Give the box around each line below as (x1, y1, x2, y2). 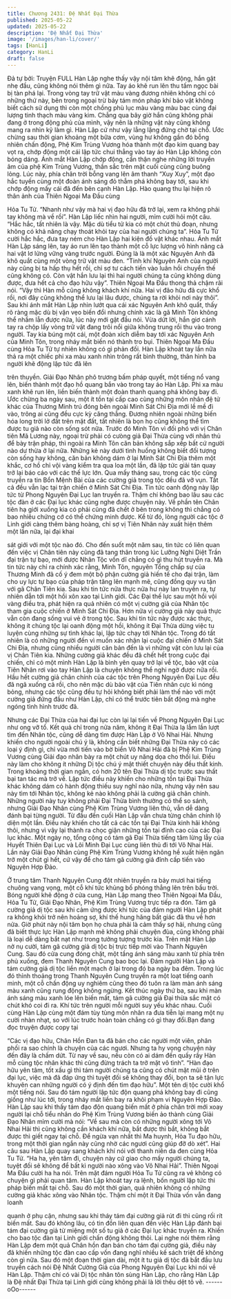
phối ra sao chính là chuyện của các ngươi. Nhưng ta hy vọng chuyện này (7, 1044, 216, 1052)
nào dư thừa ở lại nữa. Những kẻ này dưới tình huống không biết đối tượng (7, 446, 217, 454)
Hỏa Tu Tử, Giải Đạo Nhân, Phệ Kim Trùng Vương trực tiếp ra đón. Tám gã (7, 898, 217, 906)
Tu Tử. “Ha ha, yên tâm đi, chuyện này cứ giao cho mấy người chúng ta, (7, 1154, 210, 1162)
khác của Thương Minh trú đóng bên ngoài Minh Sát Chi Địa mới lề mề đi (7, 402, 214, 410)
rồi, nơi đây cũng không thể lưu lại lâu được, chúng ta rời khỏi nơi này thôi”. (7, 293, 219, 302)
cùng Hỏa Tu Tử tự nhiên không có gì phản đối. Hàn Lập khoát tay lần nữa (7, 344, 217, 353)
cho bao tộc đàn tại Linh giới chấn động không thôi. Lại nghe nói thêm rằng (7, 1233, 221, 1242)
